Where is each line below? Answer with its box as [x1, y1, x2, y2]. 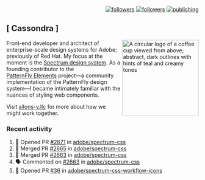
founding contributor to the [6, 65, 74, 72]
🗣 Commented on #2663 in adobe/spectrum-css [15, 158, 140, 165]
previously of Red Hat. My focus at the [6, 52, 103, 60]
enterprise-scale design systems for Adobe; [6, 46, 117, 53]
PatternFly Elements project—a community [6, 72, 114, 79]
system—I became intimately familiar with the [6, 85, 121, 92]
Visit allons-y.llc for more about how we [6, 103, 106, 110]
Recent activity [6, 125, 52, 133]
